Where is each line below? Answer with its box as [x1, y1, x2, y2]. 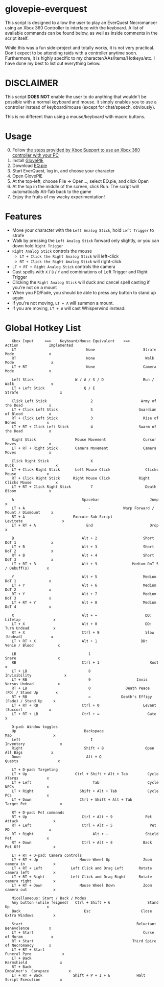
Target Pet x [5, 801, 63, 806]
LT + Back [11, 956, 32, 961]
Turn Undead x [5, 626, 56, 630]
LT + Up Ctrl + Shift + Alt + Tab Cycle [11, 771, 159, 776]
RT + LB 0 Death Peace [11, 686, 150, 691]
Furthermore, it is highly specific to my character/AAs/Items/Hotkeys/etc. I [5, 55, 155, 61]
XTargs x [5, 775, 49, 781]
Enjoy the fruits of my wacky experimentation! [12, 193, 105, 199]
